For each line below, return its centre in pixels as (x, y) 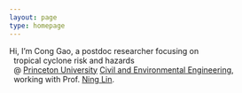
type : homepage (37, 26)
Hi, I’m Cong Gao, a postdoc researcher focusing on (104, 50)
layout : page (33, 17)
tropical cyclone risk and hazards (74, 60)
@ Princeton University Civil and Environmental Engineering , (123, 70)
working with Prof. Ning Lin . (64, 79)
